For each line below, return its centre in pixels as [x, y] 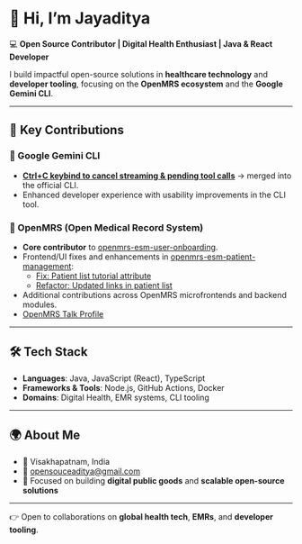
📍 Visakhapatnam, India [66, 461]
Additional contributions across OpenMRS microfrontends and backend [155, 295]
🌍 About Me [45, 435]
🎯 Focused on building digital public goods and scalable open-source [153, 480]
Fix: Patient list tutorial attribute [93, 276]
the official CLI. [50, 185]
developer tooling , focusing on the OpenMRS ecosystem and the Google [146, 84]
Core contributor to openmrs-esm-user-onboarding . [120, 247]
